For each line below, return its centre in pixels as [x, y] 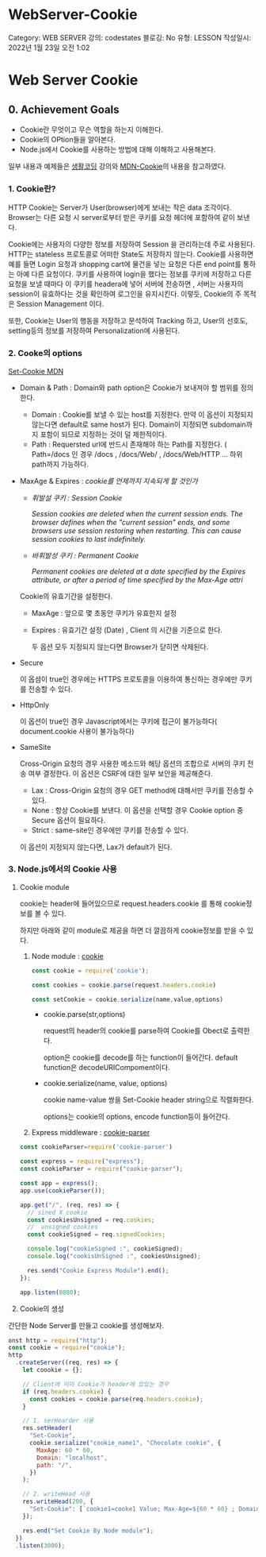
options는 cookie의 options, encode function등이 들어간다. [137, 1117]
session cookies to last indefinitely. [89, 539]
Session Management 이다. [60, 304]
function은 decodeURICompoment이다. [106, 1068]
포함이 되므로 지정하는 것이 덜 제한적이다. [103, 434]
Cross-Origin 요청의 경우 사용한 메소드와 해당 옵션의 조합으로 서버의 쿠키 [132, 763]
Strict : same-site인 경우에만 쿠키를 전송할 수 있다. [110, 830]
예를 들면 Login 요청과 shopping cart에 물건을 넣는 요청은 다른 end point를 [125, 265]
